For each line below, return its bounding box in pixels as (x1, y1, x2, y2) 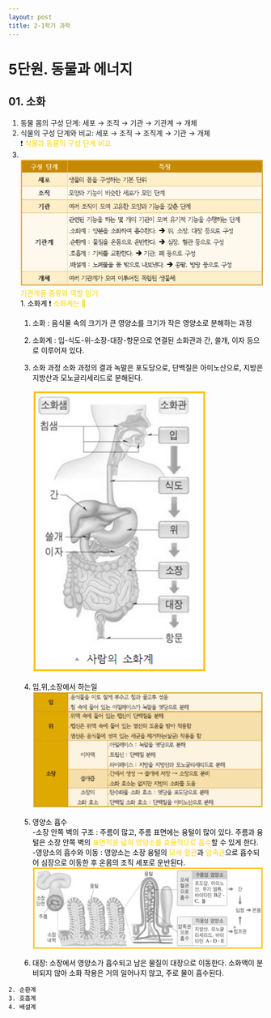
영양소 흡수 (32, 817, 67, 827)
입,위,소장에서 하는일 (32, 682, 98, 691)
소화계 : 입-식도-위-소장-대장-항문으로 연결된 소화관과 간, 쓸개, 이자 (32, 335, 245, 344)
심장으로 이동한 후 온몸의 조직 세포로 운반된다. (40, 858, 186, 867)
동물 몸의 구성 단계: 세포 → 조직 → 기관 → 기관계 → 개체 (19, 118, 198, 127)
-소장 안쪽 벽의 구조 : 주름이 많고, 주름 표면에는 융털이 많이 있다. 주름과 (32, 828, 255, 837)
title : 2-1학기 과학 (8, 21, 71, 30)
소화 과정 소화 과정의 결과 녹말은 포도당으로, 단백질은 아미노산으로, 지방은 (32, 362, 264, 372)
